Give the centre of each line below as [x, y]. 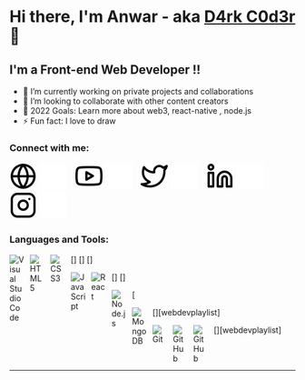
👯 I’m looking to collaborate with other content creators [125, 101]
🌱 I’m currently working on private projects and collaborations [138, 91]
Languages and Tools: [59, 240]
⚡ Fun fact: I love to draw [69, 121]
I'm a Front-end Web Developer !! [105, 70]
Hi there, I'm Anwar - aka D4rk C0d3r [152, 17]
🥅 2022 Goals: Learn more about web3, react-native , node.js [137, 110]
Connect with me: [49, 147]
